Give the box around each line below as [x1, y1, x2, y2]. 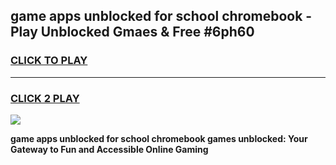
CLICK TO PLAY [10, 54, 88, 68]
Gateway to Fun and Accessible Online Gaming [10, 143, 209, 155]
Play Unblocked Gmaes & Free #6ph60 [10, 24, 255, 41]
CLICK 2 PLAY [10, 91, 80, 105]
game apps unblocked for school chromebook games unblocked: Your [10, 132, 308, 144]
